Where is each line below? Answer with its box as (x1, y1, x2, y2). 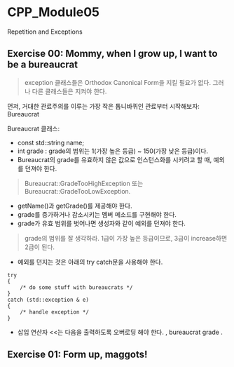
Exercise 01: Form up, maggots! (7, 349, 148, 361)
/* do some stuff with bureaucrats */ (20, 283, 133, 291)
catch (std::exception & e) (7, 296, 90, 303)
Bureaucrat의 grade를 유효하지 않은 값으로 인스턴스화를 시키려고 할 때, (17, 155, 212, 164)
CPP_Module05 (7, 4, 100, 20)
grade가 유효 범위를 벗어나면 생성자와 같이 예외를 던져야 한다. (17, 219, 186, 227)
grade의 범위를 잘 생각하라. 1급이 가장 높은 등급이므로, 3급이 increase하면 (24, 234, 228, 242)
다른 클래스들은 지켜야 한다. (32, 87, 107, 95)
